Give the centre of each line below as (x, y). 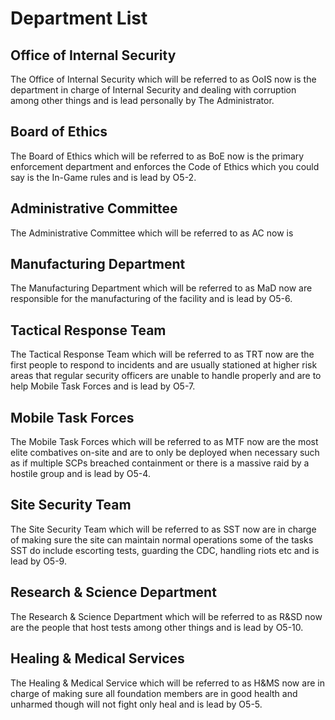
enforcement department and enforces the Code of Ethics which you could (165, 166)
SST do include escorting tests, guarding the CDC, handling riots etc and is (165, 550)
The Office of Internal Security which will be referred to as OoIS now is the (163, 79)
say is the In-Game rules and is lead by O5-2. (103, 177)
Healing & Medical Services (97, 658)
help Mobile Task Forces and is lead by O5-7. (103, 386)
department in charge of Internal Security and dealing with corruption (153, 90)
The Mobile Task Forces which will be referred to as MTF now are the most (164, 442)
